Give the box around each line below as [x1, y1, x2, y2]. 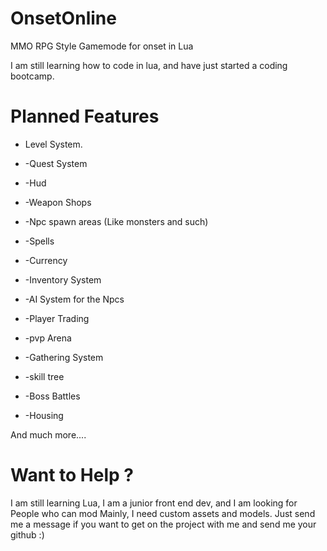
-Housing [24, 409, 64, 421]
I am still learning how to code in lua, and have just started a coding [10, 59, 288, 71]
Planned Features [10, 105, 160, 128]
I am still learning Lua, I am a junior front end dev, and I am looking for [10, 497, 298, 509]
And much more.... [10, 428, 87, 441]
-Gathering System [24, 351, 104, 363]
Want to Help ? [10, 464, 134, 487]
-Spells [24, 235, 55, 247]
